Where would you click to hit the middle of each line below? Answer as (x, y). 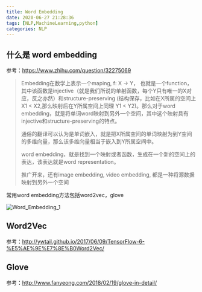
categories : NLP (27, 29)
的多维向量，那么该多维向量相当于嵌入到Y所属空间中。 (89, 141)
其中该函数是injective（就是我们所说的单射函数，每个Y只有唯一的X (104, 91)
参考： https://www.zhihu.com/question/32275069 (69, 71)
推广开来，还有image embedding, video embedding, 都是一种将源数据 (108, 175)
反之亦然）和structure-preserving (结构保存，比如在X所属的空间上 (114, 99)
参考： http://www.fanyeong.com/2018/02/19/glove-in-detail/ (82, 282)
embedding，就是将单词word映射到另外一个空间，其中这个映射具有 (105, 114)
